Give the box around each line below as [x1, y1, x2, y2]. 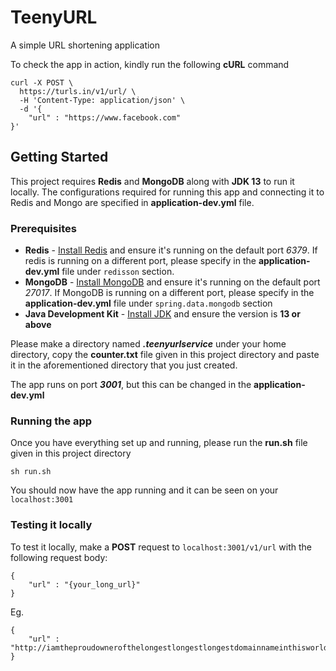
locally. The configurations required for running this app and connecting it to [10, 186, 325, 198]
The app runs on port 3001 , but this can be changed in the [10, 379, 252, 391]
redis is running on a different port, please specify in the [24, 255, 257, 267]
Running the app [10, 414, 93, 428]
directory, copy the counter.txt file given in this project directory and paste [10, 349, 320, 361]
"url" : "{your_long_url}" [28, 579, 141, 590]
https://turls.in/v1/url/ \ [19, 86, 137, 96]
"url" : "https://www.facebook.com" [28, 112, 182, 123]
